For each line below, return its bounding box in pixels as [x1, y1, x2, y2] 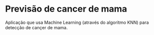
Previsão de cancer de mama [5, 3, 128, 15]
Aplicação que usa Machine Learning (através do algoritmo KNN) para [5, 19, 149, 25]
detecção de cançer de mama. [5, 24, 68, 30]
